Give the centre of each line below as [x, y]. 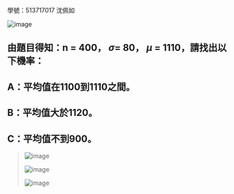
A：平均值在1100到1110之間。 [71, 87]
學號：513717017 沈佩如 [41, 10]
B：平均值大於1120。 [52, 113]
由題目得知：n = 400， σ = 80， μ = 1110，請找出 [112, 48]
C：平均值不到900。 [52, 139]
